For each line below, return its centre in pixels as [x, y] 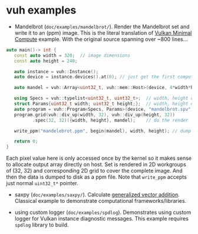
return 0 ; [26, 141]
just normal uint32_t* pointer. [42, 183]
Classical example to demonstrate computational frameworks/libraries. [100, 201]
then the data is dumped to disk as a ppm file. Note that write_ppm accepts [96, 177]
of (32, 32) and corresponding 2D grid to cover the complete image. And [94, 171]
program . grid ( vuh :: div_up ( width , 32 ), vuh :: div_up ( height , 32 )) [95, 115]
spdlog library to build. [42, 225]
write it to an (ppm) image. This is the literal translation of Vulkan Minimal [103, 32]
